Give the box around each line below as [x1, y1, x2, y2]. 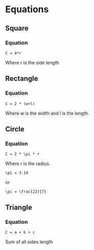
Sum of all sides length [5, 238, 53, 245]
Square [5, 24, 29, 33]
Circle [5, 125, 24, 133]
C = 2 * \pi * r [5, 152, 40, 157]
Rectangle [5, 74, 38, 83]
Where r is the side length [5, 60, 59, 66]
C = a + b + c [5, 230, 36, 235]
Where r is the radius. [5, 160, 51, 166]
